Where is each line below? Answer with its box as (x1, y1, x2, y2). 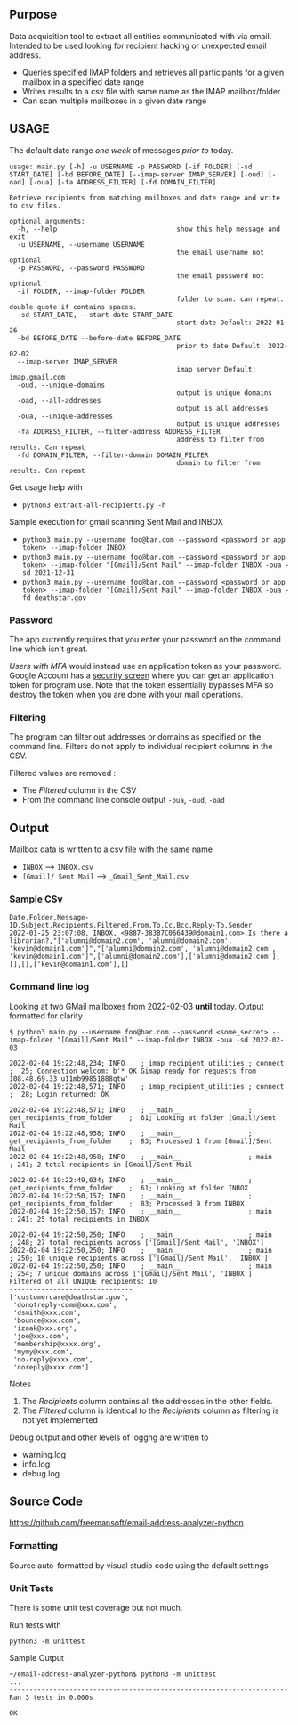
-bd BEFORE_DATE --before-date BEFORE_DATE (17, 333, 181, 342)
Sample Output (9, 1653, 65, 1664)
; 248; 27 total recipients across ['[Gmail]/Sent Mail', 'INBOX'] (9, 1238, 265, 1247)
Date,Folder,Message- (9, 913, 90, 922)
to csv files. (9, 200, 62, 210)
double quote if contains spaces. (9, 302, 138, 311)
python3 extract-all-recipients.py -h (21, 501, 166, 510)
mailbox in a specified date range (21, 76, 145, 87)
